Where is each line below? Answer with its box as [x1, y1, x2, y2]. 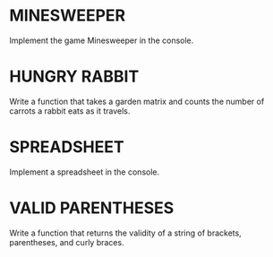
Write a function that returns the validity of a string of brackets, [9, 227, 242, 238]
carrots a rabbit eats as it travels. [9, 105, 131, 116]
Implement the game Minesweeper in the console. [9, 35, 194, 46]
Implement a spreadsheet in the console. [9, 167, 159, 177]
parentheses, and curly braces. [9, 236, 124, 247]
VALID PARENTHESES [9, 198, 175, 218]
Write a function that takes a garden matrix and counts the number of [9, 96, 265, 107]
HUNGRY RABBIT [9, 66, 140, 87]
